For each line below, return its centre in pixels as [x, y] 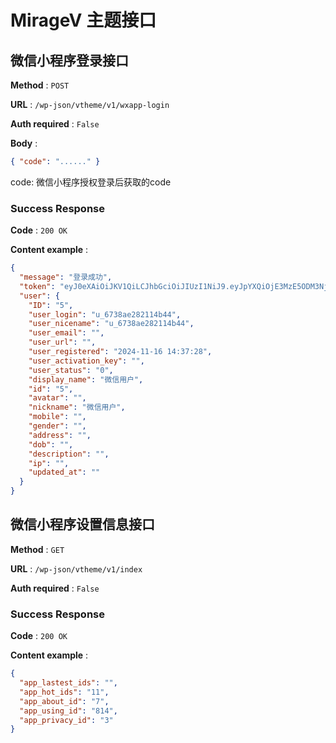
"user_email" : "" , [66, 333]
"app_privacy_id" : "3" [66, 720]
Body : [24, 143]
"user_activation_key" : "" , [86, 361]
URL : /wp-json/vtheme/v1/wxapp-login [90, 104]
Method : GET [37, 549]
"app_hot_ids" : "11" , [64, 692]
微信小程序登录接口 [69, 60]
